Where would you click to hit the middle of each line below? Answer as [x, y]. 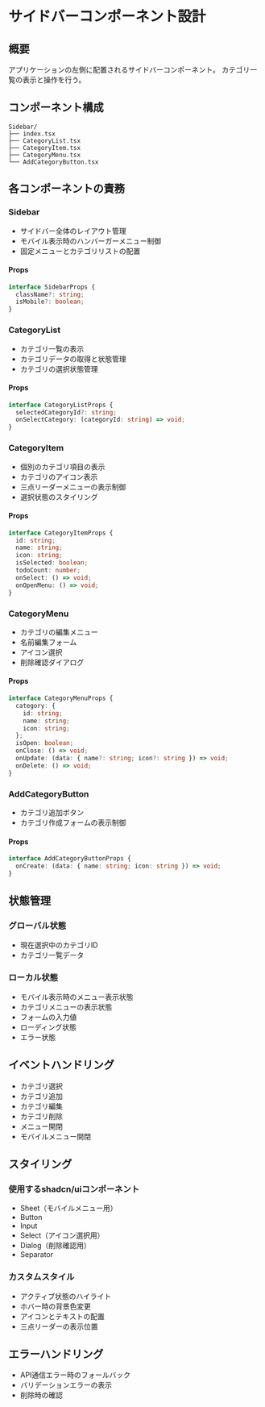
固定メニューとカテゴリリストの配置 [80, 251]
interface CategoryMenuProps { [61, 698]
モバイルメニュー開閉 [55, 1136]
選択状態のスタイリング [59, 497]
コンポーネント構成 [56, 108]
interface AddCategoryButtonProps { [70, 859]
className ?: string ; [50, 294]
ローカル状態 [33, 978]
